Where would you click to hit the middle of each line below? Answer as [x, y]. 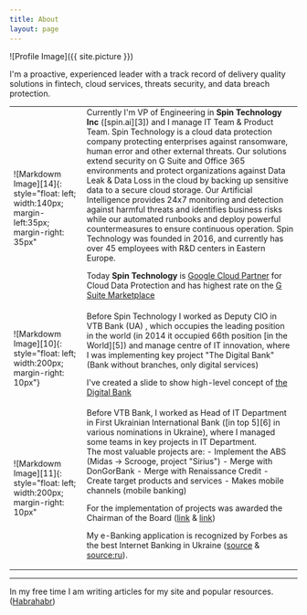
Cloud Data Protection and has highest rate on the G [184, 286]
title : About [34, 19]
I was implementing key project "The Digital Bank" [180, 355]
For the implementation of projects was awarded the [185, 508]
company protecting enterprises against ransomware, [187, 142]
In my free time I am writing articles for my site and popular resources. [142, 592]
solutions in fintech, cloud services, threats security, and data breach [140, 83]
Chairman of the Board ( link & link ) [151, 517]
